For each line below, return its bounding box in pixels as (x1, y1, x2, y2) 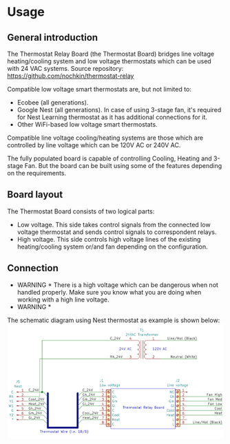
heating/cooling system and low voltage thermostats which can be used (7, 57, 211, 65)
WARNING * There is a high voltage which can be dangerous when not (17, 280, 219, 289)
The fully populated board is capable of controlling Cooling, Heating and (7, 154, 212, 162)
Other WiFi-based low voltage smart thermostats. (17, 120, 158, 128)
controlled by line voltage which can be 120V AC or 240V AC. (7, 141, 181, 149)
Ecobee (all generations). (17, 98, 89, 107)
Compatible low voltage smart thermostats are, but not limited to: (7, 85, 191, 93)
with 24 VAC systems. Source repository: (7, 65, 124, 72)
